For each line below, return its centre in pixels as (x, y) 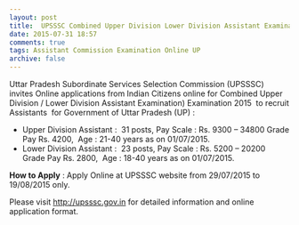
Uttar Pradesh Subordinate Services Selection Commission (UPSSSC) (137, 84)
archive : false (37, 59)
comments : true (37, 42)
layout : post (33, 17)
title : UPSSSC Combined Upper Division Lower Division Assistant (135, 26)
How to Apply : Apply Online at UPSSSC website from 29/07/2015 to (135, 175)
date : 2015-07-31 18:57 (53, 34)
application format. (44, 211)
